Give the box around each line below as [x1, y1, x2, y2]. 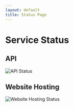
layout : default [5, 7, 40, 13]
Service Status [5, 34, 69, 46]
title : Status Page [5, 12, 47, 17]
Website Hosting [5, 83, 60, 91]
